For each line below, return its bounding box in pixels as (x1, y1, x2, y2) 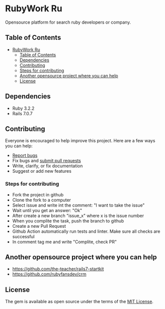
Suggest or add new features (12, 168, 71, 174)
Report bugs (12, 153, 38, 158)
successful (12, 233, 35, 239)
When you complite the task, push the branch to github (12, 217, 124, 224)
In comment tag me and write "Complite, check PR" (12, 239, 117, 245)
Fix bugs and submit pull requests (12, 158, 81, 164)
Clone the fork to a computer (12, 197, 71, 203)
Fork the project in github (12, 191, 64, 197)
